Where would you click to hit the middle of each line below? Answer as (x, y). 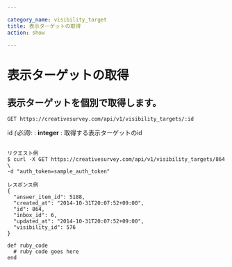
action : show (26, 33)
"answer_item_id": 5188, (49, 197)
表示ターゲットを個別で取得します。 (84, 102)
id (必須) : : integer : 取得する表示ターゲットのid (75, 133)
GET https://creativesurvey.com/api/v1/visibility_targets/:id (101, 119)
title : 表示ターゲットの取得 (44, 26)
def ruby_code (28, 246)
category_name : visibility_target (57, 19)
